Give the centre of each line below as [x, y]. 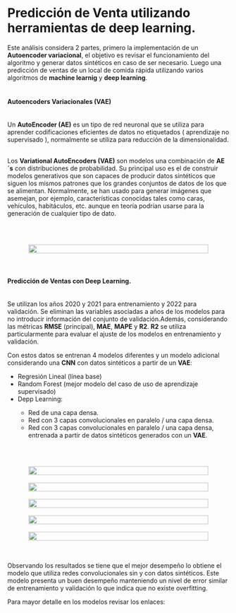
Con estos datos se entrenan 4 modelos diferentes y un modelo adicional [113, 356]
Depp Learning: [40, 399]
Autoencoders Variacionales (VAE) [59, 101]
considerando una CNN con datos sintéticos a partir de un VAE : [100, 363]
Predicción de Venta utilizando [99, 13]
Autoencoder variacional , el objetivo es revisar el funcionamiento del [108, 55]
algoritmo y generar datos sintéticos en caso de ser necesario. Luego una [114, 62]
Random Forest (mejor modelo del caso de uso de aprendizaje [108, 384]
